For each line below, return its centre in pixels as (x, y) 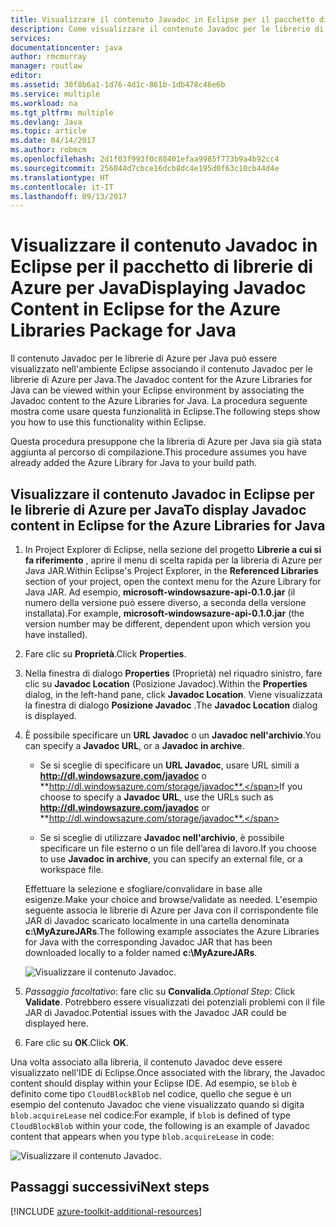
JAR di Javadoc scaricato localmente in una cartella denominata (157, 920)
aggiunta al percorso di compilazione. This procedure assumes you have (158, 452)
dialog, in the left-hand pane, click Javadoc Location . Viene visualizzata (173, 694)
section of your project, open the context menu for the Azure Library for (173, 581)
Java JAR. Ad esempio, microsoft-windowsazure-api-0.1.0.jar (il (160, 592)
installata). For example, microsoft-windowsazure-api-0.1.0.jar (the (164, 613)
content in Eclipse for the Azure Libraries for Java (168, 525)
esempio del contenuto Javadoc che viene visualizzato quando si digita (157, 1104)
